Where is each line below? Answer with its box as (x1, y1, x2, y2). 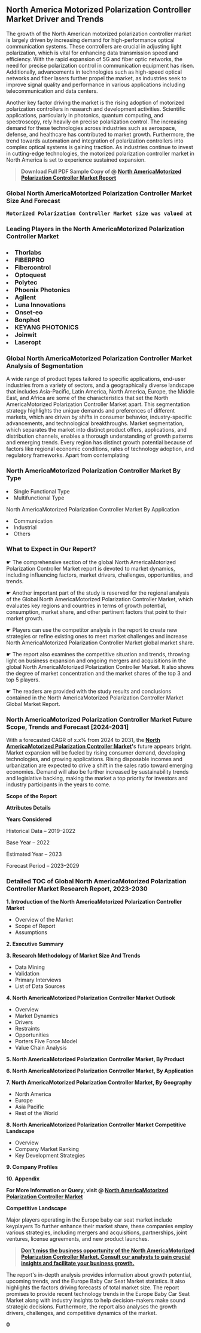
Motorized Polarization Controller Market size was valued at (6, 210, 193, 217)
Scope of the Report (6, 793, 57, 800)
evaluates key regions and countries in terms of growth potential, (6, 602, 166, 609)
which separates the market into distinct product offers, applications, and (6, 426, 187, 434)
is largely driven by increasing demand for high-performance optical (6, 36, 175, 44)
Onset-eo (14, 308, 43, 316)
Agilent (14, 293, 36, 301)
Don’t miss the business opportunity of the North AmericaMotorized (20, 1247, 195, 1254)
